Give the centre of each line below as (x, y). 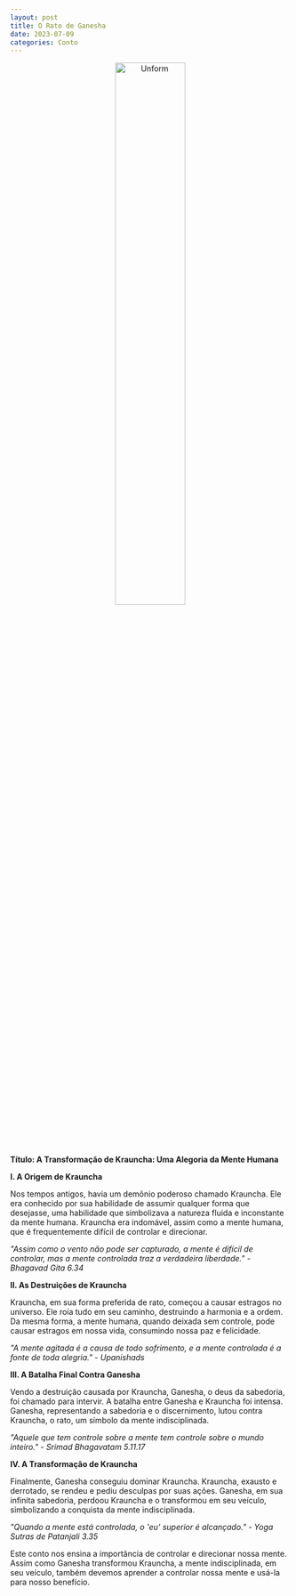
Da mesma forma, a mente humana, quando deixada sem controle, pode (142, 1321)
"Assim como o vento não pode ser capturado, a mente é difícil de (132, 1249)
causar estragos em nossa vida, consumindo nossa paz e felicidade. (136, 1331)
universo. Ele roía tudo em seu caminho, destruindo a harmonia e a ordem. (147, 1312)
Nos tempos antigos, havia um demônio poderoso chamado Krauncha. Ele (146, 1194)
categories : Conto (44, 42)
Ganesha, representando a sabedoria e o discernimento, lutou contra (136, 1411)
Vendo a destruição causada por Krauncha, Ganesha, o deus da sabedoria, (148, 1392)
